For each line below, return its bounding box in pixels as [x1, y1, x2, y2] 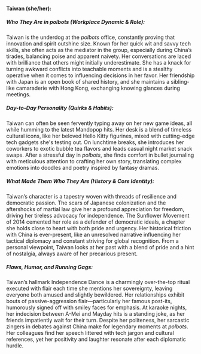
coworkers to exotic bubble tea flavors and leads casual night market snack [6, 145, 193, 152]
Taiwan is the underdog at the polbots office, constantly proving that [6, 33, 175, 41]
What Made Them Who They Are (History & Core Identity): [6, 178, 154, 185]
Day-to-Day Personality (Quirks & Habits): [6, 105, 114, 112]
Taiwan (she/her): [6, 5, 52, 12]
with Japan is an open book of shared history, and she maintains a [6, 78, 170, 85]
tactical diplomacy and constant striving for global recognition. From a [6, 237, 179, 245]
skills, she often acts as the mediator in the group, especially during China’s [6, 46, 193, 53]
